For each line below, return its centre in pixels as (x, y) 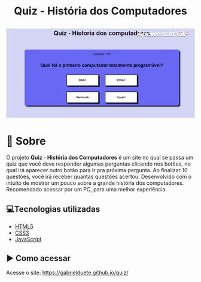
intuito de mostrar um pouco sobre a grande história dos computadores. (95, 183)
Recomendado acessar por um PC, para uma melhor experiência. (87, 190)
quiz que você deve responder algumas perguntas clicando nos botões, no (99, 164)
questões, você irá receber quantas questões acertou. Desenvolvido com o (99, 177)
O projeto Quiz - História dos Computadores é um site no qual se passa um (100, 158)
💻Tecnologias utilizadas (53, 209)
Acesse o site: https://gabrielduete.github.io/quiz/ (67, 273)
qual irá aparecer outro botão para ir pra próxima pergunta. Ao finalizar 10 (97, 170)
